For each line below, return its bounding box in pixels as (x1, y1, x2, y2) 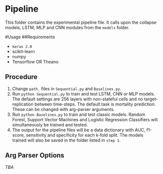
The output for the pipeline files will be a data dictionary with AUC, (12, 127, 145, 133)
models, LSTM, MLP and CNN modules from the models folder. (5, 24, 130, 30)
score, (12, 132, 25, 138)
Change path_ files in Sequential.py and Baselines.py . (12, 86, 122, 92)
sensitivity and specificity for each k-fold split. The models (26, 132, 144, 138)
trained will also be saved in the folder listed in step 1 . (12, 137, 121, 143)
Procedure (5, 73, 38, 81)
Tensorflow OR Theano (12, 59, 59, 64)
